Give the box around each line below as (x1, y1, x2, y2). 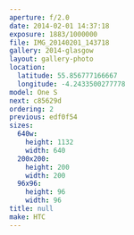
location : (9, 63, 46, 72)
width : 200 (25, 171, 66, 180)
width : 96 (25, 196, 63, 206)
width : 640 (25, 146, 66, 155)
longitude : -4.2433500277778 (17, 80, 126, 88)
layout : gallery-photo (9, 55, 94, 63)
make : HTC (9, 212, 46, 222)
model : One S (9, 88, 58, 97)
